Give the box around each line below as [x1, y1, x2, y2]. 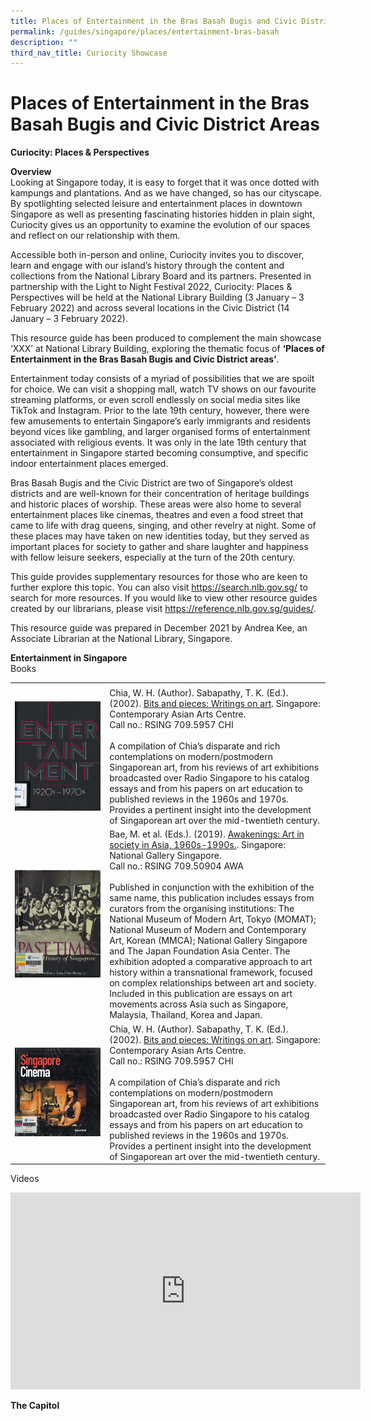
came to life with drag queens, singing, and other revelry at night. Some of [10, 520, 317, 532]
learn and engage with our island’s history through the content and [10, 260, 285, 272]
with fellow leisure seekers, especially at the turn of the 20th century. [10, 551, 296, 564]
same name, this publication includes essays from [109, 892, 315, 904]
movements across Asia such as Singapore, [109, 998, 289, 1010]
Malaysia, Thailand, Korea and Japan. [109, 1009, 263, 1021]
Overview [10, 166, 52, 178]
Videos [10, 1173, 40, 1185]
